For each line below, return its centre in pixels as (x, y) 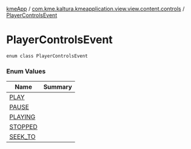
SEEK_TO (22, 137)
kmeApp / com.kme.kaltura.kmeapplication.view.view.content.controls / (95, 9)
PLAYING (22, 117)
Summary (58, 87)
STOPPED (23, 127)
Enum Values (26, 71)
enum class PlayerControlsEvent (47, 56)
